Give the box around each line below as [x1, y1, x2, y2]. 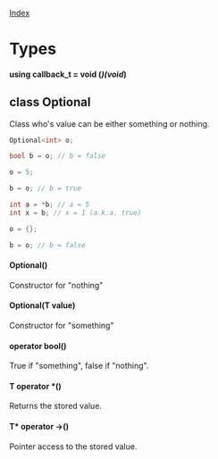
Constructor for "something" [9, 321, 114, 330]
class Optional [9, 95, 91, 110]
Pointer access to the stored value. [9, 441, 138, 452]
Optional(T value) [9, 300, 76, 311]
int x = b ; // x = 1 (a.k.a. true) [9, 208, 142, 217]
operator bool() [9, 340, 67, 351]
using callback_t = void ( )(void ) [9, 69, 127, 79]
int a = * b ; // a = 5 [9, 200, 90, 209]
